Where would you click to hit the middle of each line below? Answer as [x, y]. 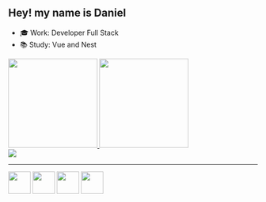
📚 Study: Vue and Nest [58, 44]
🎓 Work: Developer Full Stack [69, 32]
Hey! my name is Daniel [67, 13]
